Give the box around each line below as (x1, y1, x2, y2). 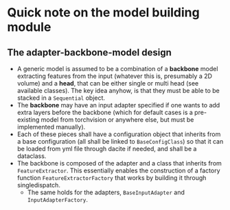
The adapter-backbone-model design (7, 47, 172, 58)
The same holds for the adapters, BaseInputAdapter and (27, 188, 185, 196)
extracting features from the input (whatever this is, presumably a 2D (16, 72, 213, 80)
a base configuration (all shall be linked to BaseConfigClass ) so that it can (16, 137, 224, 145)
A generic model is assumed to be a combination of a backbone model (16, 65, 218, 73)
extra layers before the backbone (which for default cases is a (16, 108, 194, 116)
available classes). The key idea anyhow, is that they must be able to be (16, 87, 220, 94)
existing (16, 116, 40, 124)
